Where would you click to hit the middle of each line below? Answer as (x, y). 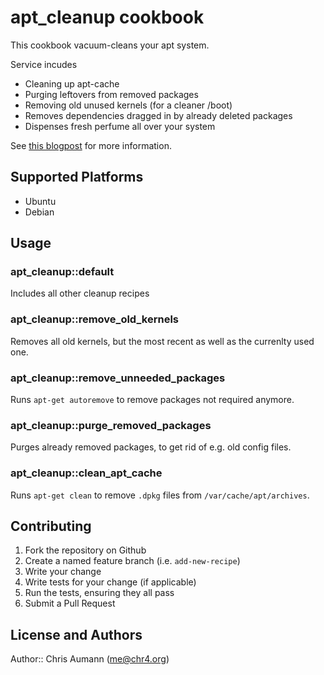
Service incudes (44, 64)
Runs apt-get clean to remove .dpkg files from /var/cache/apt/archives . (160, 495)
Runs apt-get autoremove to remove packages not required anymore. (152, 400)
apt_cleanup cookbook (107, 17)
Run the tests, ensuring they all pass (99, 593)
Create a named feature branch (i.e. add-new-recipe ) (132, 561)
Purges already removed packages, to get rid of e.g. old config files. (151, 447)
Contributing (51, 526)
